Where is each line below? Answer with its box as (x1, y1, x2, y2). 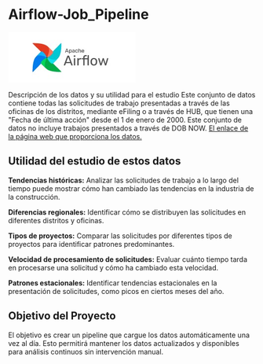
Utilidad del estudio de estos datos (8, 155, 181, 168)
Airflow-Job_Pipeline (8, 6, 149, 24)
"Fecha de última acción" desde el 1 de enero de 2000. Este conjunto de (8, 115, 242, 124)
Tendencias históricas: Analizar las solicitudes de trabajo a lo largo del (8, 175, 239, 185)
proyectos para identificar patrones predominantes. (8, 239, 175, 248)
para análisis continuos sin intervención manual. (8, 347, 164, 356)
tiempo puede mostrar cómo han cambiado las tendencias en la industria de (8, 183, 254, 193)
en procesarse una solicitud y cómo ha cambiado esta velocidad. (8, 263, 219, 272)
